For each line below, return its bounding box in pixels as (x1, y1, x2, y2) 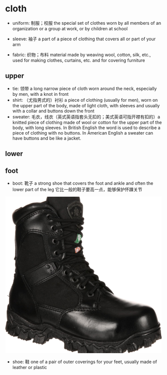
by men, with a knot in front (12, 91, 69, 97)
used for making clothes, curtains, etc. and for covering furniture (12, 57, 145, 63)
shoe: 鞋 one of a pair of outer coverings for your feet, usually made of (12, 359, 158, 365)
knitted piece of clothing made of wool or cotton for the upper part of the (12, 119, 162, 125)
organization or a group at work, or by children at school (12, 25, 128, 31)
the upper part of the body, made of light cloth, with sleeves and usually (12, 102, 160, 108)
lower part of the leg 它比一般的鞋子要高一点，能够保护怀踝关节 (12, 186, 143, 192)
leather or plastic (12, 364, 47, 370)
